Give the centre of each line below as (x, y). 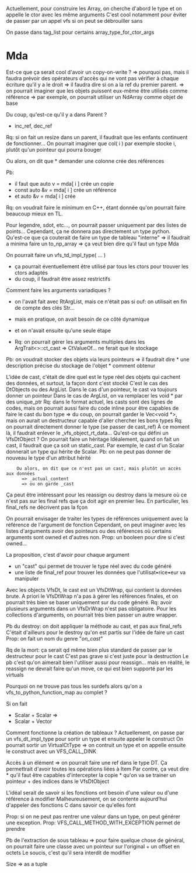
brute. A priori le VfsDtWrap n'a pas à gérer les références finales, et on (92, 596)
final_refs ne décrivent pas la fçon (47, 507)
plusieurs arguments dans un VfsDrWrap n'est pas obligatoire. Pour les (91, 608)
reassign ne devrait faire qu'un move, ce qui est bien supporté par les (90, 668)
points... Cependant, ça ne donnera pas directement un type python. (88, 231)
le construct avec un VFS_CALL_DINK (51, 751)
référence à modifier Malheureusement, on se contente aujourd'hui (87, 799)
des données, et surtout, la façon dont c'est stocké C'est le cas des (87, 383)
